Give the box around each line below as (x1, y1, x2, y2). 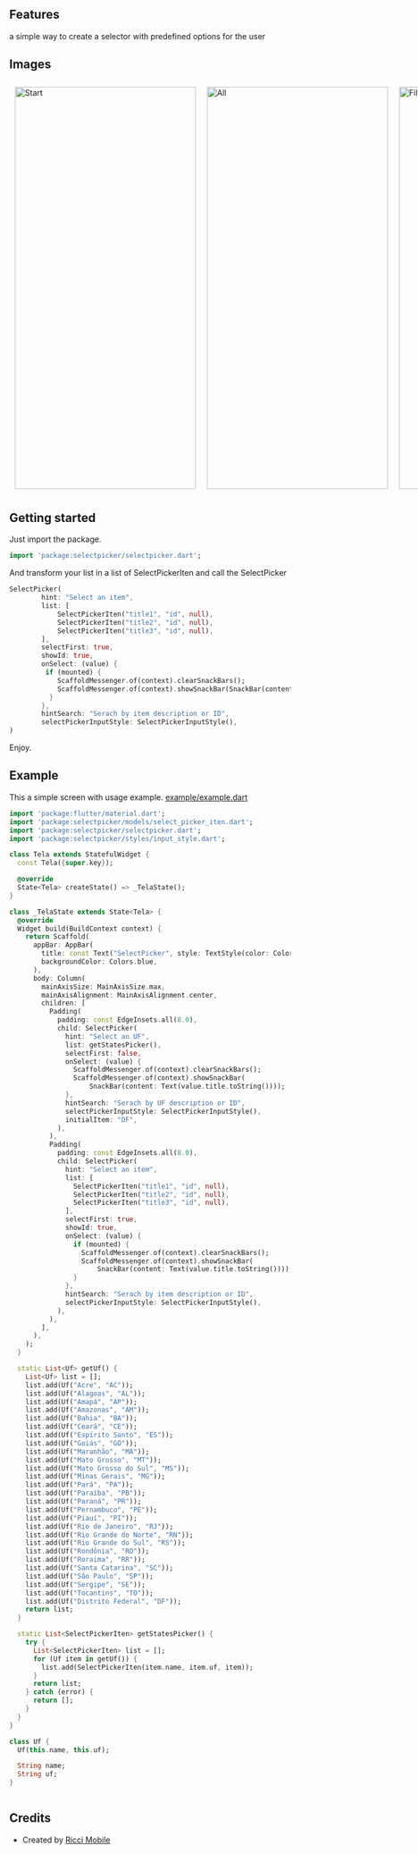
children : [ (41, 999, 87, 1008)
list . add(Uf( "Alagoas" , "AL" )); (25, 1389, 146, 1398)
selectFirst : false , (65, 1049, 142, 1058)
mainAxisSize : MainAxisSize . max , (41, 982, 166, 991)
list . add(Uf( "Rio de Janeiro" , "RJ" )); (25, 1521, 174, 1531)
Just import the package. (9, 534, 102, 544)
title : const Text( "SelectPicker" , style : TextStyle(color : (41, 949, 270, 958)
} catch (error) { (25, 1688, 94, 1697)
